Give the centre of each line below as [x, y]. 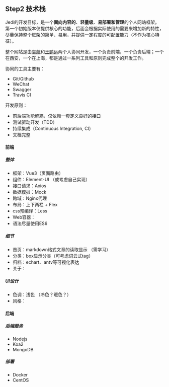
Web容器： [24, 217]
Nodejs [20, 339]
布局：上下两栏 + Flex [35, 205]
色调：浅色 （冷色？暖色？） [42, 295]
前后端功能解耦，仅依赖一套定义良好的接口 [57, 116]
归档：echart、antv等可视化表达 [46, 262]
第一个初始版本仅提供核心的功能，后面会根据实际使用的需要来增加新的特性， [84, 28]
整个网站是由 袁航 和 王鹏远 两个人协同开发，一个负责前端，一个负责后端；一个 [84, 51]
